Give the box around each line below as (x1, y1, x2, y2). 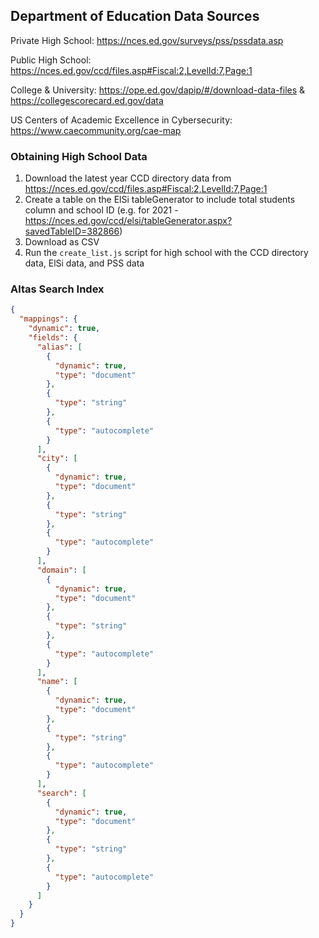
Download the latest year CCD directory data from (24, 172, 232, 184)
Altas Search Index (10, 282, 105, 296)
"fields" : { (28, 333, 78, 343)
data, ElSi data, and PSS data (24, 257, 145, 269)
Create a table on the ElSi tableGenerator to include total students (24, 194, 296, 206)
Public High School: (10, 54, 92, 66)
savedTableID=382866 (24, 225, 120, 238)
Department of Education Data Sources (10, 8, 260, 25)
